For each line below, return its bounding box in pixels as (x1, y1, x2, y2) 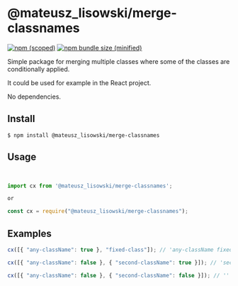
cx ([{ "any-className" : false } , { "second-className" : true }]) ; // (7, 259, 217, 266)
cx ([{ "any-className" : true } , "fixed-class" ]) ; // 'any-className (7, 246, 214, 253)
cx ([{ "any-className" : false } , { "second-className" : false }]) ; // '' (7, 272, 230, 279)
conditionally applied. (7, 65, 70, 73)
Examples (7, 227, 52, 239)
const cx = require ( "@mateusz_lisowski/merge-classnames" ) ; (7, 208, 189, 215)
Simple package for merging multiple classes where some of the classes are (7, 57, 230, 65)
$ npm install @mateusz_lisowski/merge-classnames (7, 131, 160, 139)
